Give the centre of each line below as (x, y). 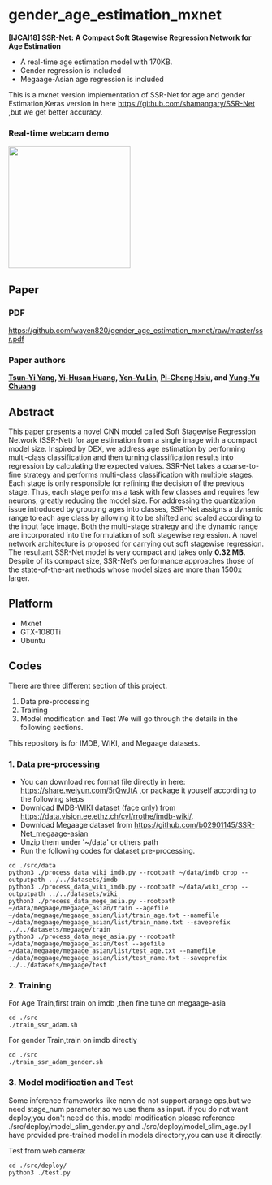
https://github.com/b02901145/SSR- (194, 824)
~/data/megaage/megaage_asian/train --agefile (89, 908)
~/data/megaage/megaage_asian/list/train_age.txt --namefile (114, 915)
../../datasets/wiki (83, 894)
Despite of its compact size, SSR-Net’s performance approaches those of (131, 561)
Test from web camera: (47, 1150)
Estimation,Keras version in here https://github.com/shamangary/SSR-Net (132, 103)
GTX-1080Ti (40, 632)
